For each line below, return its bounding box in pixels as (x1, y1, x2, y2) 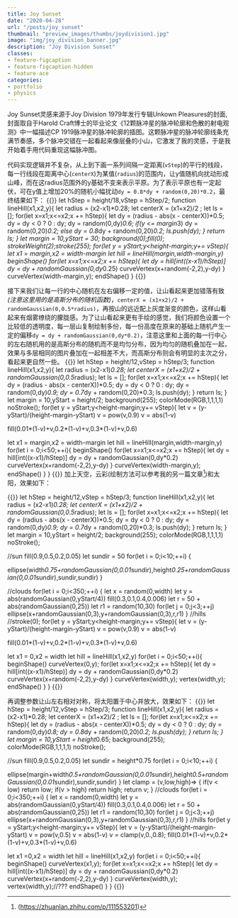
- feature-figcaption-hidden (7, 63, 93, 70)
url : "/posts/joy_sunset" (7, 23, 84, 31)
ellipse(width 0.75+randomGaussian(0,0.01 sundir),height (7, 565, 172, 574)
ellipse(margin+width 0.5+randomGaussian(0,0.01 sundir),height (7, 770, 193, 778)
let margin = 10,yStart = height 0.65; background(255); (7, 735, 165, 743)
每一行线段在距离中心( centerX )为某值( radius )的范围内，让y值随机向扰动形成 (7, 170, 229, 178)
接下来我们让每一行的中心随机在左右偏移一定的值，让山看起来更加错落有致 (7, 287, 225, 295)
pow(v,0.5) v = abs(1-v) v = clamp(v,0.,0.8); (40, 830, 166, 838)
